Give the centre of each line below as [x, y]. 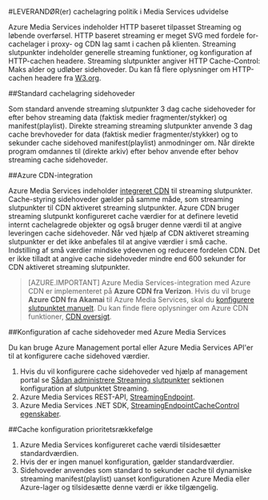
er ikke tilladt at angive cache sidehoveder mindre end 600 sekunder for [127, 258]
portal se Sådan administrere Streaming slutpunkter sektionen [122, 380]
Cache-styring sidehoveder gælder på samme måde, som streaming [121, 199]
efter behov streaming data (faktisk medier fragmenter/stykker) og [118, 117]
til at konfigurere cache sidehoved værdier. [79, 356]
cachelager [27, 44]
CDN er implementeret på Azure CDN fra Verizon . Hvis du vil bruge [139, 291]
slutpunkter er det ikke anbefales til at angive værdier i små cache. [118, 242]
